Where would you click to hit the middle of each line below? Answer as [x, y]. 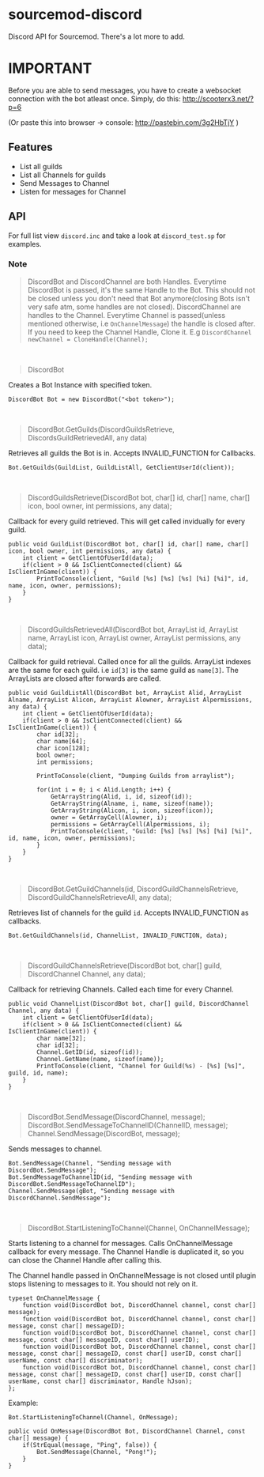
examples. [25, 244]
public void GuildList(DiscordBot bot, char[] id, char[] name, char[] [128, 544]
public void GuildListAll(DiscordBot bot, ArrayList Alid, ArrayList [125, 693]
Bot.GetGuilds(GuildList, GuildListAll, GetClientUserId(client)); [122, 467]
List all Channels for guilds [63, 175]
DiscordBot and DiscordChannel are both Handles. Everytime [127, 281]
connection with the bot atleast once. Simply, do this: [94, 98]
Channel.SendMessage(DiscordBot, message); [104, 1133]
